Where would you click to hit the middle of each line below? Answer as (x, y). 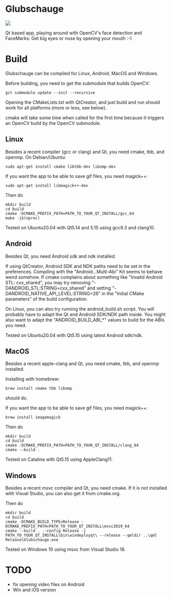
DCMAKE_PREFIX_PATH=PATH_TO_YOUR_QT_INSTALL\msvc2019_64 (68, 527)
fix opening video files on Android (49, 585)
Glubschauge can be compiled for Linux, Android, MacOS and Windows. (82, 73)
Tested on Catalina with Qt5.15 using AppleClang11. (59, 459)
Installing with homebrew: (33, 379)
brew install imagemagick (33, 418)
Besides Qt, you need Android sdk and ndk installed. (61, 256)
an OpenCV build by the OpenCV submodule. (53, 123)
